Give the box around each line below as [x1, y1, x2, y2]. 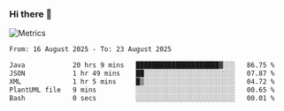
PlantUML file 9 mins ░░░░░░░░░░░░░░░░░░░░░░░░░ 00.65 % [9, 85, 275, 94]
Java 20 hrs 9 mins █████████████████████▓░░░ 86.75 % [9, 61, 275, 70]
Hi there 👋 [9, 8, 53, 20]
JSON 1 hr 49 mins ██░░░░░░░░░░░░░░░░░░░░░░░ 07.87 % [9, 70, 275, 78]
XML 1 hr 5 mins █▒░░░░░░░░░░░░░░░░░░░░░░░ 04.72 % [9, 77, 275, 86]
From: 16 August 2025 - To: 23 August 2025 [9, 45, 173, 54]
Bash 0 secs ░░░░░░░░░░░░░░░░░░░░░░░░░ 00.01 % [9, 93, 275, 102]
